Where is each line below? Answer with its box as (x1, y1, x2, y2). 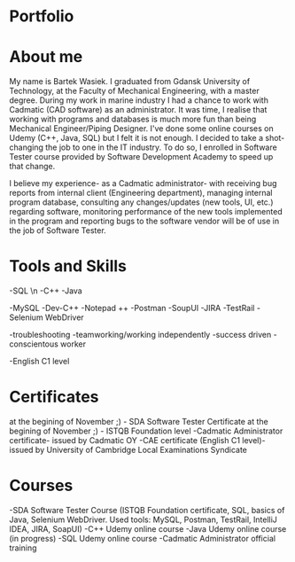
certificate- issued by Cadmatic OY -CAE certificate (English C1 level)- (9, 435, 266, 445)
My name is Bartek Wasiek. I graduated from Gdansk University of (9, 76, 251, 87)
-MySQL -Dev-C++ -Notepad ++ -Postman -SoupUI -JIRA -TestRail (9, 303, 255, 314)
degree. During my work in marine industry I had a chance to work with (9, 95, 268, 105)
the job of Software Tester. (9, 225, 106, 236)
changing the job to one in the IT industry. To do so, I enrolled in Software (9, 142, 277, 152)
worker (60, 339, 87, 349)
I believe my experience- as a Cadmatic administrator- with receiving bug (9, 178, 277, 189)
